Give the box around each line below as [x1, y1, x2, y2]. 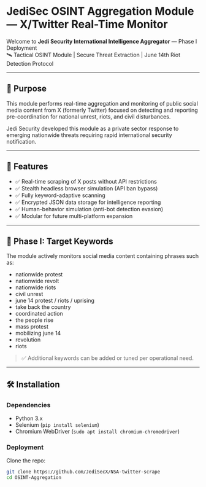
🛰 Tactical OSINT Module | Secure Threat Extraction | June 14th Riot [6, 51, 181, 58]
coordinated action [15, 310, 63, 318]
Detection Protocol [6, 60, 54, 67]
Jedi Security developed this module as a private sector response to [6, 125, 179, 132]
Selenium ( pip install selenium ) [15, 421, 100, 429]
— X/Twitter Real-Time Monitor [6, 17, 168, 31]
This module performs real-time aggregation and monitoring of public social [6, 99, 198, 107]
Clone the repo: [6, 457, 46, 464]
